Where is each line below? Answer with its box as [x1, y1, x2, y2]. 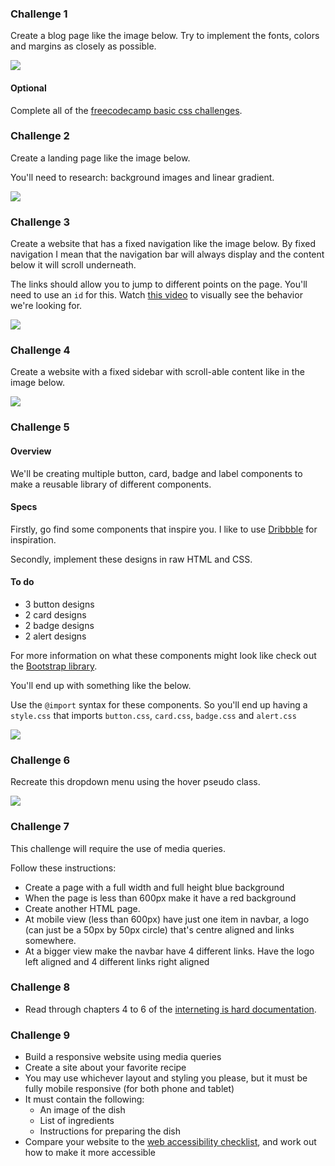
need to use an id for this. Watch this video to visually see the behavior [10, 289, 303, 301]
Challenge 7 [10, 820, 70, 834]
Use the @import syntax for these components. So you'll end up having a [10, 698, 308, 711]
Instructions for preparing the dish [39, 1125, 182, 1137]
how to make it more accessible [24, 1147, 156, 1159]
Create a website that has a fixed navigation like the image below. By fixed [10, 238, 316, 250]
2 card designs [24, 608, 87, 621]
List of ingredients [39, 1115, 115, 1127]
